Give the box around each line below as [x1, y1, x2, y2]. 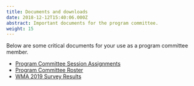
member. [6, 49, 28, 56]
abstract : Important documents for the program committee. [6, 20, 159, 26]
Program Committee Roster [15, 67, 84, 74]
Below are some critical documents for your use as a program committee [6, 42, 189, 49]
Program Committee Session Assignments [15, 60, 121, 67]
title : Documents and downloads [6, 8, 88, 15]
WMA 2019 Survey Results [15, 73, 82, 80]
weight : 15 [6, 25, 34, 32]
